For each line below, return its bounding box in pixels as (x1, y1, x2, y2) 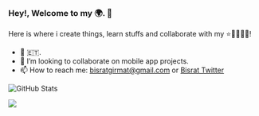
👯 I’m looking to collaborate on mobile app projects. (19, 56, 189, 66)
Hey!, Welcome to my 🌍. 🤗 (8, 7, 113, 18)
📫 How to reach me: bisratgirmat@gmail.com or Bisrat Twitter (19, 65, 225, 75)
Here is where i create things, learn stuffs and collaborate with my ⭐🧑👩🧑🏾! (8, 29, 252, 39)
